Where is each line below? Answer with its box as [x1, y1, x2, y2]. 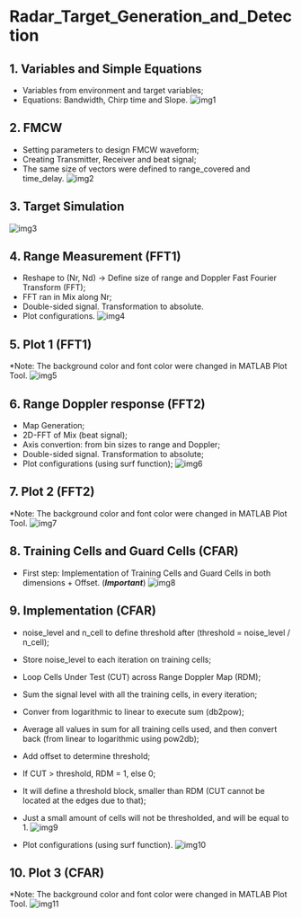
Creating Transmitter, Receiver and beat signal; [22, 154, 197, 164]
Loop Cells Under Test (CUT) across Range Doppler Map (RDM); [22, 671, 261, 682]
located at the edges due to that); [22, 795, 146, 806]
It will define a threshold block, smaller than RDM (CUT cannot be [22, 785, 265, 796]
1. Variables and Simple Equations [9, 61, 202, 76]
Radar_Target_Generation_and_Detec [9, 6, 293, 27]
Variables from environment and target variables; [22, 85, 204, 95]
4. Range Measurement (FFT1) [9, 249, 181, 264]
